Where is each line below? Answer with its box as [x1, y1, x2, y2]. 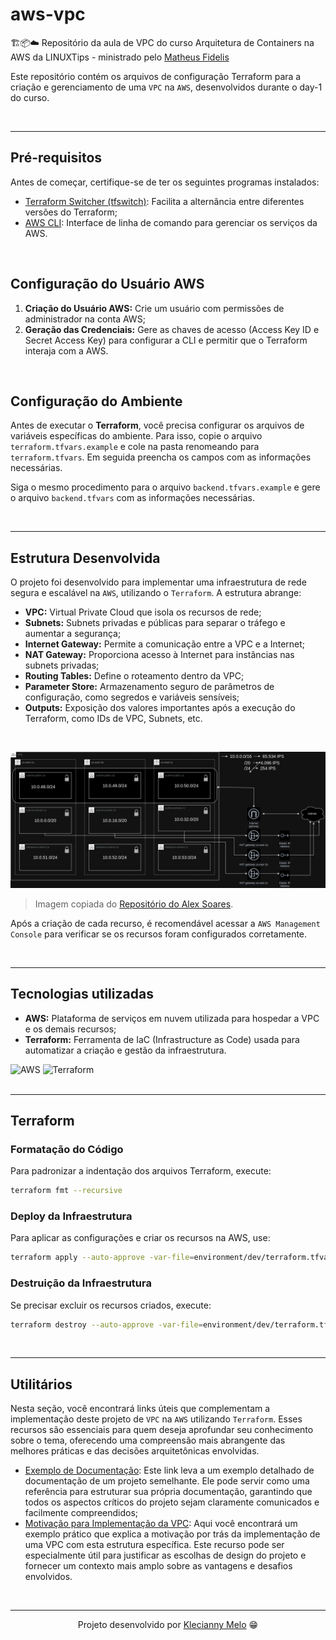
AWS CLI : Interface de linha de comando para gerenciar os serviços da [24, 216, 318, 228]
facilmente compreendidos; [24, 1507, 139, 1519]
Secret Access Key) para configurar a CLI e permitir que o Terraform [24, 334, 308, 346]
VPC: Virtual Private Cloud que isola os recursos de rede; [24, 606, 262, 618]
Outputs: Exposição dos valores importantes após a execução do [24, 702, 296, 714]
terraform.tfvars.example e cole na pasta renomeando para [10, 441, 260, 453]
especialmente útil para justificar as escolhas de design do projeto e [24, 1549, 307, 1562]
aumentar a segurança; [24, 628, 122, 640]
